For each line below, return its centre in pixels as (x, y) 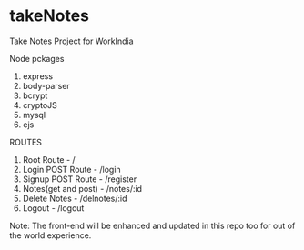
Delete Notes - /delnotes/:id (75, 198)
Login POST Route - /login (71, 169)
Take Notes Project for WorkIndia (71, 41)
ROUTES (26, 142)
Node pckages (37, 58)
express (37, 76)
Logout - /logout (53, 208)
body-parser (46, 85)
